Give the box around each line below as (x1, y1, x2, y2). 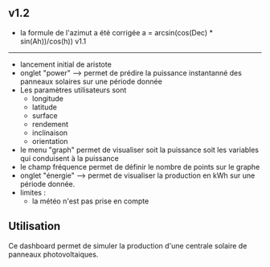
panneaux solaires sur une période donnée (19, 76, 162, 86)
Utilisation (8, 220, 61, 233)
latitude (31, 102, 58, 112)
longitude (31, 93, 64, 103)
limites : (19, 187, 47, 197)
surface (31, 110, 58, 120)
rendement (31, 119, 69, 129)
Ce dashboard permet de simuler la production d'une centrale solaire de (8, 240, 247, 250)
